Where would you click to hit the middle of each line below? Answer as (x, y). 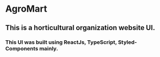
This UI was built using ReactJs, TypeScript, (61, 42)
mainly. (49, 48)
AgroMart (26, 9)
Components (22, 48)
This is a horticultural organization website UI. (80, 28)
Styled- (127, 42)
